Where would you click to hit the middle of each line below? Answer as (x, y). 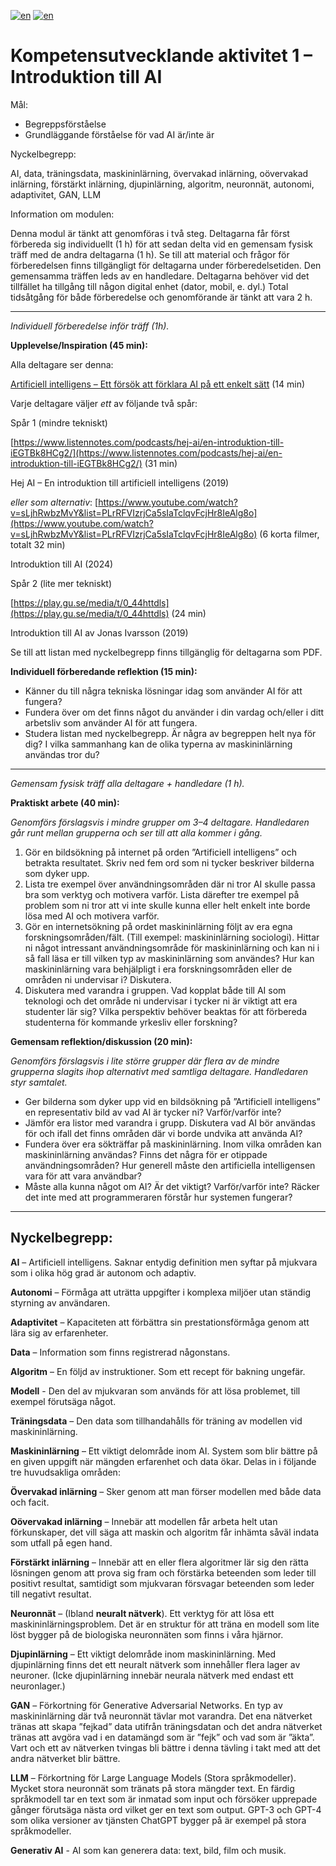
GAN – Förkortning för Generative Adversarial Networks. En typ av (146, 1705)
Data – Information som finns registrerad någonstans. (120, 1352)
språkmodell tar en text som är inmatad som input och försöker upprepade (164, 1799)
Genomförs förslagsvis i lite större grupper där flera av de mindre (145, 1061)
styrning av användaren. (60, 1302)
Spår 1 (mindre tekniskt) (59, 422)
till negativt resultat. (51, 1594)
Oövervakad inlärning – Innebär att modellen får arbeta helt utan (144, 1521)
